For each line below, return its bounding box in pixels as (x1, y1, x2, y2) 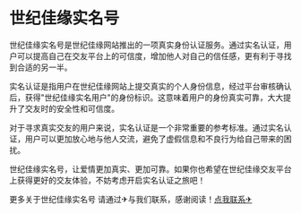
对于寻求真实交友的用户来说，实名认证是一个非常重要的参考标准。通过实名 (9, 122, 284, 132)
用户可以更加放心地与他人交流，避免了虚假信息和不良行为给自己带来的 (24, 133, 284, 144)
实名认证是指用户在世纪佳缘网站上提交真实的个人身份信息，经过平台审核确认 (9, 81, 292, 91)
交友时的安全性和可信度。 (24, 103, 119, 114)
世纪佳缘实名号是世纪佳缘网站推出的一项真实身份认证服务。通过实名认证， (9, 39, 284, 50)
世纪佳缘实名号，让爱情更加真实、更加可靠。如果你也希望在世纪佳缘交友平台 (9, 163, 292, 175)
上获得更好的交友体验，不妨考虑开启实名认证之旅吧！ (9, 175, 206, 185)
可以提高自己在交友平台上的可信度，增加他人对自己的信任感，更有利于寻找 (16, 50, 292, 61)
